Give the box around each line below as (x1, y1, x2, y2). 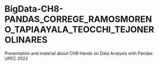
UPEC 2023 (4, 55, 28, 61)
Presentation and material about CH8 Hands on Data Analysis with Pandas (4, 50, 153, 56)
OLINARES (4, 34, 48, 46)
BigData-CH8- (4, 3, 64, 15)
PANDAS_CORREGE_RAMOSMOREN (4, 14, 152, 25)
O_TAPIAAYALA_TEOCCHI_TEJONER (4, 24, 155, 35)
